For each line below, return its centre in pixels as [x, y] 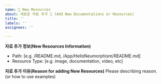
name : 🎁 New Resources [28, 9]
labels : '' [16, 23]
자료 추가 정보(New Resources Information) [48, 46]
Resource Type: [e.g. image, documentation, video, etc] [67, 61]
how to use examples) [34, 77]
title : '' [15, 18]
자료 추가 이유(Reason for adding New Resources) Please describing [73, 71]
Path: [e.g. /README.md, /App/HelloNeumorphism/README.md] [76, 56]
